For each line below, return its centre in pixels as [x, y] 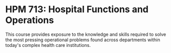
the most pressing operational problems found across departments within [83, 40]
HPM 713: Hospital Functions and [77, 9]
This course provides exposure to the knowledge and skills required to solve [86, 34]
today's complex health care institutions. [48, 45]
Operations [30, 20]
